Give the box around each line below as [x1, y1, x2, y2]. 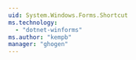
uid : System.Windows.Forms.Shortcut [8, 11, 128, 19]
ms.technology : [8, 19, 58, 26]
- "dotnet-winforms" [15, 26, 83, 34]
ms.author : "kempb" [8, 33, 72, 41]
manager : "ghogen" [8, 41, 68, 48]
